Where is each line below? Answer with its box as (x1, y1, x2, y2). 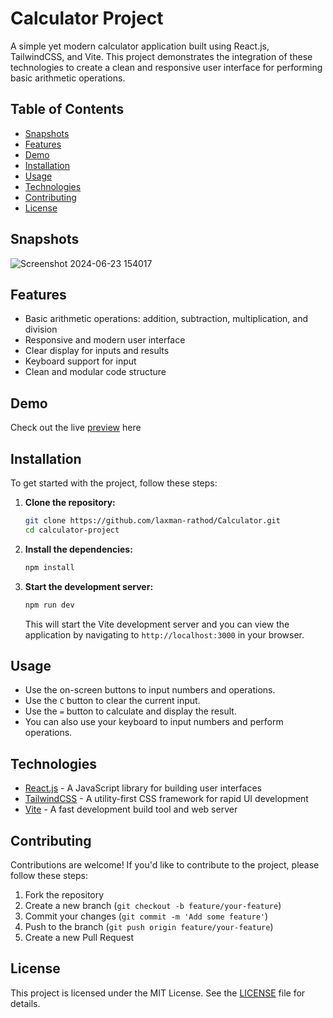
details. (10, 997, 41, 1009)
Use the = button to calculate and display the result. (24, 705, 237, 717)
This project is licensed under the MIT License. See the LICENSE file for (10, 987, 306, 999)
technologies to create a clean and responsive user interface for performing (10, 61, 323, 73)
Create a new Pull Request (24, 931, 135, 943)
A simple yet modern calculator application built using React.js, (10, 40, 270, 52)
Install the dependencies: (24, 543, 133, 555)
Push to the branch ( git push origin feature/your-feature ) (24, 920, 274, 932)
